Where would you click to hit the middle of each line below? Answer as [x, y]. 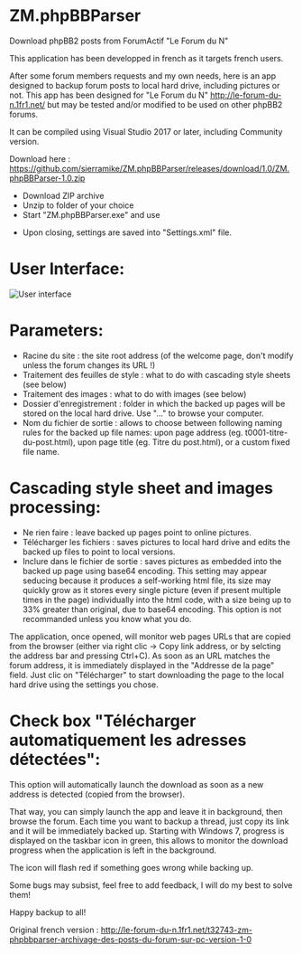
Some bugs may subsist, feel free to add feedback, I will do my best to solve [151, 885]
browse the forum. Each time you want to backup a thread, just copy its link [149, 821]
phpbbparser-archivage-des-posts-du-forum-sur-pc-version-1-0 [131, 939]
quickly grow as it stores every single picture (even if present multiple [151, 590]
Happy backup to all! [48, 912]
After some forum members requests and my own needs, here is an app [143, 76]
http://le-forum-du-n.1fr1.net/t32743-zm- [176, 930]
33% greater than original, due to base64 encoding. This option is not [152, 609]
